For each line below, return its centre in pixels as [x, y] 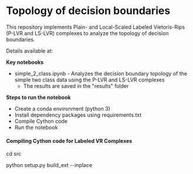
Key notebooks [25, 62]
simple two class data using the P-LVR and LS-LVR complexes [90, 80]
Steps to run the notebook [39, 97]
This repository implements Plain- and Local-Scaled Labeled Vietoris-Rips [96, 27]
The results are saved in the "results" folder [76, 86]
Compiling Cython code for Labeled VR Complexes [69, 141]
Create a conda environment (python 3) [62, 108]
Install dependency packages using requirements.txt [78, 115]
